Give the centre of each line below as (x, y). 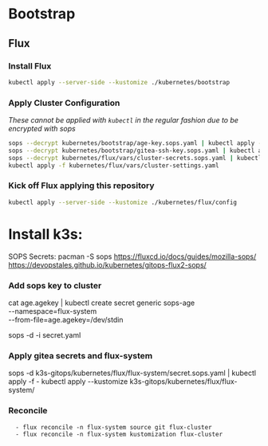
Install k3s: (45, 234)
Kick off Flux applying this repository (81, 186)
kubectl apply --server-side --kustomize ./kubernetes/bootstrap (119, 82)
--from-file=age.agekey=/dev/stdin (66, 319)
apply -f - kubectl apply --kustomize (68, 381)
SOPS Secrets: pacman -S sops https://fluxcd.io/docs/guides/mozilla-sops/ (132, 256)
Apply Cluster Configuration (64, 103)
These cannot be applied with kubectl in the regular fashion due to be (124, 120)
